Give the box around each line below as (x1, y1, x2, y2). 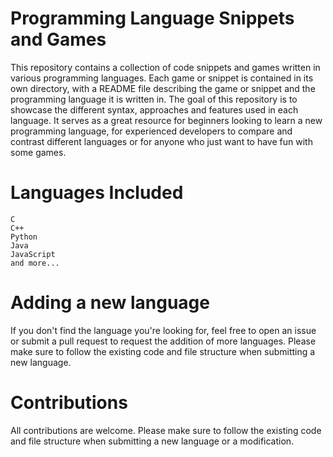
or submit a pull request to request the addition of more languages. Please (10, 335, 317, 347)
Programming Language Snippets (10, 7, 295, 30)
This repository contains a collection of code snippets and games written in (10, 61, 321, 73)
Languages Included (10, 182, 184, 204)
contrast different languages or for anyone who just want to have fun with (10, 135, 313, 147)
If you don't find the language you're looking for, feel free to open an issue (10, 324, 317, 336)
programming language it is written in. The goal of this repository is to (10, 93, 298, 105)
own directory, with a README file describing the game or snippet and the (10, 82, 316, 94)
